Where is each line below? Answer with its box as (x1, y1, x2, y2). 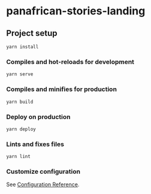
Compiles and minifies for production (6, 85, 117, 93)
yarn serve (6, 71, 34, 77)
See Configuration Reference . (6, 181, 80, 188)
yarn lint (6, 154, 31, 160)
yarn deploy (6, 126, 36, 132)
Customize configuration (6, 168, 81, 176)
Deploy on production (6, 113, 71, 121)
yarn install (6, 44, 39, 50)
